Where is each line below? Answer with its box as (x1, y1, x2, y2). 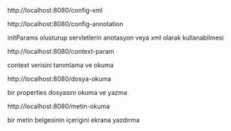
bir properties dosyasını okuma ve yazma (7, 89, 127, 96)
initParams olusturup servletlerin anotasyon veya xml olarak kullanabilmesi (7, 33, 224, 42)
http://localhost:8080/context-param (7, 47, 114, 55)
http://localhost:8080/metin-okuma (7, 102, 110, 110)
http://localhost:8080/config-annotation (7, 20, 124, 28)
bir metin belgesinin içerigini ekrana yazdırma (7, 116, 140, 124)
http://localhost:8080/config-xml (7, 6, 103, 14)
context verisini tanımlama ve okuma (7, 61, 114, 69)
